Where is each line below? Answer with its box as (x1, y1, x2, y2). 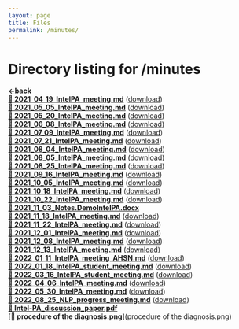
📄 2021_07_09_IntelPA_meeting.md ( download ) (8, 128, 164, 138)
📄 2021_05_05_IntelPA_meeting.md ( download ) (8, 103, 165, 113)
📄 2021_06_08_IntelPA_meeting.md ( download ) (8, 120, 165, 129)
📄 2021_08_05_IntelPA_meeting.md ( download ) (8, 153, 165, 162)
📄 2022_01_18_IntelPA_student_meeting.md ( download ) (8, 261, 193, 272)
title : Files (8, 19, 51, 27)
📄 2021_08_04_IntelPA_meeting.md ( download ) (8, 145, 165, 154)
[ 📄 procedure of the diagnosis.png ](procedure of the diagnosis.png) (8, 312, 232, 321)
